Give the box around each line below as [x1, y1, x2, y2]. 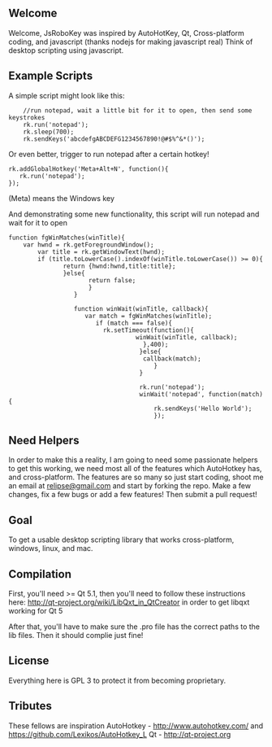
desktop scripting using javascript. [8, 45, 124, 55]
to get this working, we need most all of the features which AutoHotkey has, [8, 464, 262, 474]
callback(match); [142, 354, 201, 363]
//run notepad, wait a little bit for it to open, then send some [23, 106, 253, 115]
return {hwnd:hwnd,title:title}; [63, 262, 176, 270]
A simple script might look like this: [8, 90, 125, 100]
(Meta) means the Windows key [8, 193, 115, 203]
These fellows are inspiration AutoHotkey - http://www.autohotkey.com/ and [8, 720, 264, 731]
